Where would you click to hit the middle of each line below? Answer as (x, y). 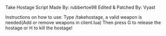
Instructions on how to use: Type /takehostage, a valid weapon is (74, 17)
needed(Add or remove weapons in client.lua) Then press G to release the (83, 23)
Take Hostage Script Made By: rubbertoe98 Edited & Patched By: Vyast (80, 7)
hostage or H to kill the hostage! (39, 28)
